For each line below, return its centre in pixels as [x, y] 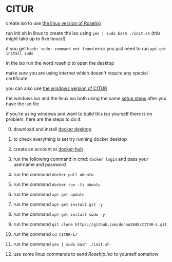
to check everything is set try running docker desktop [70, 139]
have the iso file [23, 104]
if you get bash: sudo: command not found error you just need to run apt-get [86, 48]
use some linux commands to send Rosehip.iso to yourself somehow [86, 254]
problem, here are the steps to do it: [44, 119]
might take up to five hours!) [36, 39]
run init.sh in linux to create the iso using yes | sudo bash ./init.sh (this [83, 33]
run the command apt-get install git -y [58, 204]
